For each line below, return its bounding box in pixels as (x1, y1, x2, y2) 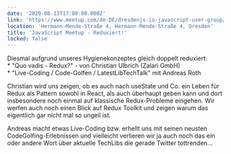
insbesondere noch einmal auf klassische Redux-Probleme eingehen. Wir (7, 97, 215, 105)
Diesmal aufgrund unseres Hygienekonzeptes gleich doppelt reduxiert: (7, 54, 208, 62)
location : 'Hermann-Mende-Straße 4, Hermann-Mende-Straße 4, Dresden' (7, 23, 214, 29)
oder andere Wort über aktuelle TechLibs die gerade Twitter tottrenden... (7, 139, 213, 147)
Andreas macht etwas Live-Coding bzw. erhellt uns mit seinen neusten (7, 125, 208, 133)
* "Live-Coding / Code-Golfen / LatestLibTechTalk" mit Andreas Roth (7, 69, 201, 77)
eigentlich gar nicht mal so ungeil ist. (7, 111, 111, 120)
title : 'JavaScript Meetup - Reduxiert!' (7, 29, 128, 36)
